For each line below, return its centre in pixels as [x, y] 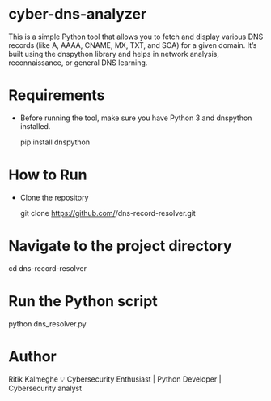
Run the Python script [83, 301]
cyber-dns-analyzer [78, 14]
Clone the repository [54, 197]
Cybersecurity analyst [45, 388]
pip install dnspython [55, 142]
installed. [35, 126]
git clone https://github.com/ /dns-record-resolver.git [108, 213]
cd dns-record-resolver [48, 268]
